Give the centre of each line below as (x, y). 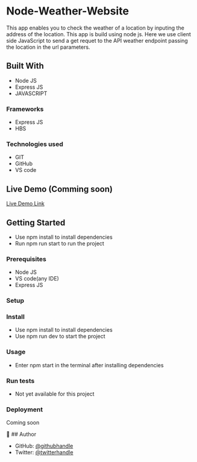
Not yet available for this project (55, 394)
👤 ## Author (21, 434)
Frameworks (25, 109)
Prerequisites (26, 259)
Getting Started (36, 222)
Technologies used (35, 144)
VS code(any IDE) (37, 279)
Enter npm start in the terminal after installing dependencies (89, 365)
